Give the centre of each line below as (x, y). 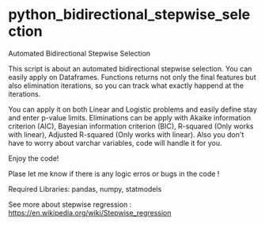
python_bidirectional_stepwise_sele (129, 15)
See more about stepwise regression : (70, 204)
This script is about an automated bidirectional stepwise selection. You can (130, 68)
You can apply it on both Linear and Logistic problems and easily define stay (132, 109)
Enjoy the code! (34, 158)
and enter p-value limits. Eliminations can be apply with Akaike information (130, 117)
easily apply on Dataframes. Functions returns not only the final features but (132, 77)
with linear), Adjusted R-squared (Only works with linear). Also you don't (126, 134)
